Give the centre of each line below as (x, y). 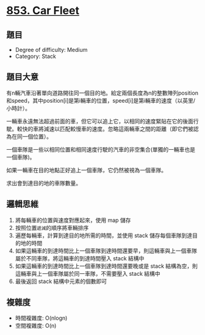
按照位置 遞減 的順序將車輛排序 (52, 227)
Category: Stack (35, 56)
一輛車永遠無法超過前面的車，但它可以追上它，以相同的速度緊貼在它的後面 (100, 121)
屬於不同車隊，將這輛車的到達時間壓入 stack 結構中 (80, 258)
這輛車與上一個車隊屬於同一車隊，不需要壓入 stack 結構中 (88, 273)
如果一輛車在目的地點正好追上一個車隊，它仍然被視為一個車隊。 (86, 170)
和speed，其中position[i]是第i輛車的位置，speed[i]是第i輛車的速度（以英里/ (101, 100)
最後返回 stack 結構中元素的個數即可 (61, 281)
